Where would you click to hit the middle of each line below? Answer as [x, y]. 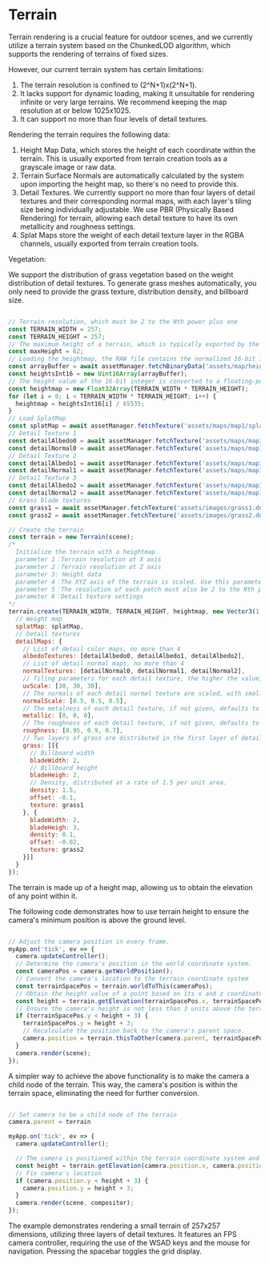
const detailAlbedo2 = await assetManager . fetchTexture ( [105, 486]
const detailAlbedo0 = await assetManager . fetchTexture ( [105, 441]
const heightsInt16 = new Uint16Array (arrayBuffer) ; [98, 374]
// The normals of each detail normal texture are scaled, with [132, 693]
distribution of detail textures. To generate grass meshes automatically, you [132, 283]
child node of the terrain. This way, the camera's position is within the [123, 1084]
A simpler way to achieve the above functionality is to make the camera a [129, 1076]
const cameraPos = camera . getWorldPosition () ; [94, 971]
